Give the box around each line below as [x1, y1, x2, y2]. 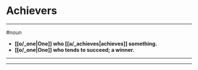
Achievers [6, 4, 57, 17]
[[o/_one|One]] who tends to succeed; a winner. [14, 46, 134, 53]
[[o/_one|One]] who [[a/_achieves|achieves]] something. [14, 40, 157, 47]
